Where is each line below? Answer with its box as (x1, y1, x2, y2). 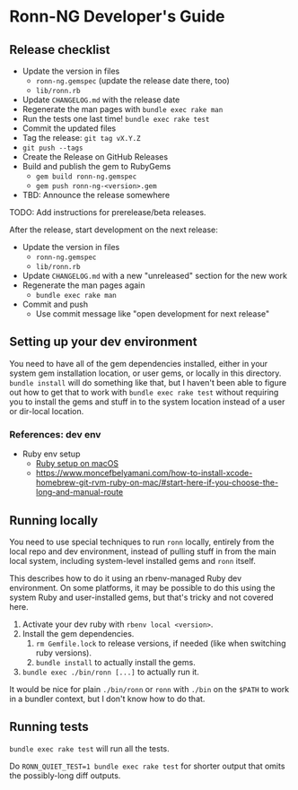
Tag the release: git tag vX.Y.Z (22, 133, 141, 143)
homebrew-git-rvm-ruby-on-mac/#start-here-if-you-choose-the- (35, 477, 279, 488)
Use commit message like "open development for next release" (35, 308, 270, 319)
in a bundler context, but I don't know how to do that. (9, 693, 206, 704)
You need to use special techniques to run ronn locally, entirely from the (9, 536, 275, 547)
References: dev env (9, 428, 101, 440)
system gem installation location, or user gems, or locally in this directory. (9, 368, 282, 378)
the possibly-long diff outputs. (9, 769, 121, 781)
